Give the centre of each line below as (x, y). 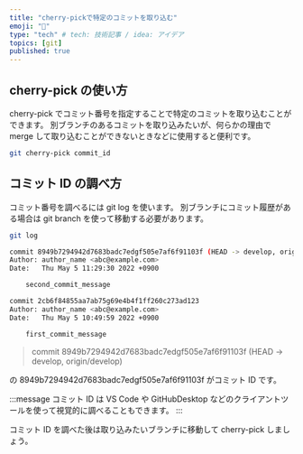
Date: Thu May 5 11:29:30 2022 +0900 (84, 269)
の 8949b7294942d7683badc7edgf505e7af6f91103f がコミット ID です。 (145, 379)
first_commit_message (66, 334)
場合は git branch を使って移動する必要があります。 (113, 218)
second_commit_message (68, 285)
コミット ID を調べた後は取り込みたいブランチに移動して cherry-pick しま (146, 429)
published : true (40, 51)
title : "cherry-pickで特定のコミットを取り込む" (93, 18)
